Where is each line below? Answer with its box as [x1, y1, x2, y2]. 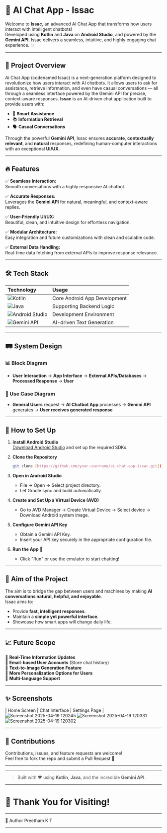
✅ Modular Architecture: [5, 228, 57, 235]
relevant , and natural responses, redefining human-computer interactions [5, 140, 158, 146]
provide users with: [5, 101, 45, 107]
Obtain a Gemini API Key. [19, 531, 71, 537]
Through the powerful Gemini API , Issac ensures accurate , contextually [5, 135, 154, 141]
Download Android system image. [19, 512, 89, 518]
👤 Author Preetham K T [5, 818, 53, 824]
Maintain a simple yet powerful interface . [12, 613, 99, 619]
